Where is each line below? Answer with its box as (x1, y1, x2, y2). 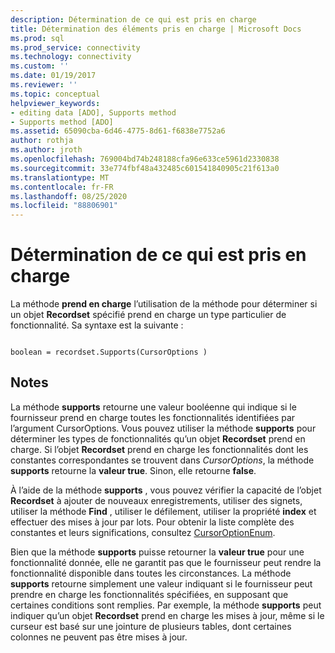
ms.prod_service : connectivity (10, 42, 141, 53)
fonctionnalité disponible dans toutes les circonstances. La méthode (10, 567, 292, 579)
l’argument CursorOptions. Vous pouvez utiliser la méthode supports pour (10, 422, 317, 434)
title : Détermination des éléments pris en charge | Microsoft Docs (10, 24, 302, 34)
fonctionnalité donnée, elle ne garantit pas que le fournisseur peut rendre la (10, 556, 322, 568)
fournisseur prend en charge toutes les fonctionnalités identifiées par (10, 411, 296, 423)
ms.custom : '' (10, 61, 70, 71)
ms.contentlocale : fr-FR (10, 182, 114, 192)
